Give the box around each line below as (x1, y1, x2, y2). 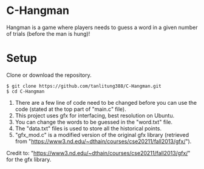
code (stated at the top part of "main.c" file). (15, 105, 126, 113)
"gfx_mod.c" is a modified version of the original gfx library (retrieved (15, 131, 189, 138)
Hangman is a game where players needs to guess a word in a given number (6, 24, 198, 31)
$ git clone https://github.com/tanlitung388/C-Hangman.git (6, 83, 162, 89)
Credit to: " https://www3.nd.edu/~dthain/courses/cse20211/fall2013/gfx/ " (6, 149, 191, 156)
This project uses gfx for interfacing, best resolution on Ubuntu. (15, 111, 175, 119)
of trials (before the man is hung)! (6, 30, 90, 37)
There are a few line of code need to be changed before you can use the (15, 99, 197, 106)
